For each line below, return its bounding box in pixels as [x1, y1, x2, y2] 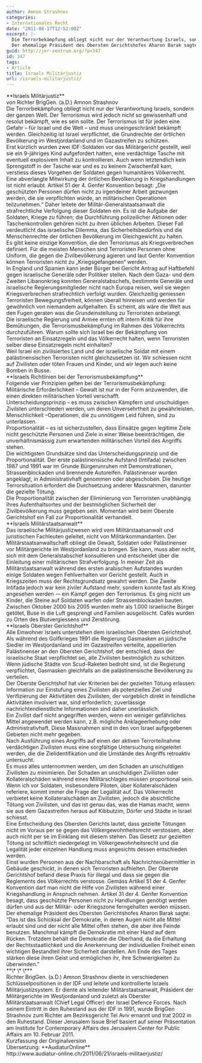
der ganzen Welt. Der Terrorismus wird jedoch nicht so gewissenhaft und [6, 112, 188, 119]
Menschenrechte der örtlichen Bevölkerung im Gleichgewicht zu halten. [6, 233, 184, 240]
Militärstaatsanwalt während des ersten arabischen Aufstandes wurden [6, 565, 183, 572]
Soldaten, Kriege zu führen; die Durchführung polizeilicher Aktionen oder [6, 214, 188, 221]
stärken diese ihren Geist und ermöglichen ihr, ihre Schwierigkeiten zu [6, 954, 180, 961]
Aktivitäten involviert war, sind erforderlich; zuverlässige [6, 699, 146, 706]
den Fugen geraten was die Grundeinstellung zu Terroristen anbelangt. [6, 309, 182, 317]
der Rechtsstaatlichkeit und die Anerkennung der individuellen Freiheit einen [6, 942, 195, 949]
